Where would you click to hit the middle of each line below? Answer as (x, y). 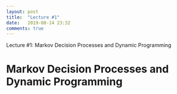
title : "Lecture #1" (33, 17)
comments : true (25, 28)
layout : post (22, 12)
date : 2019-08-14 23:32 (38, 23)
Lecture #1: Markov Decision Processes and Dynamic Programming (89, 45)
